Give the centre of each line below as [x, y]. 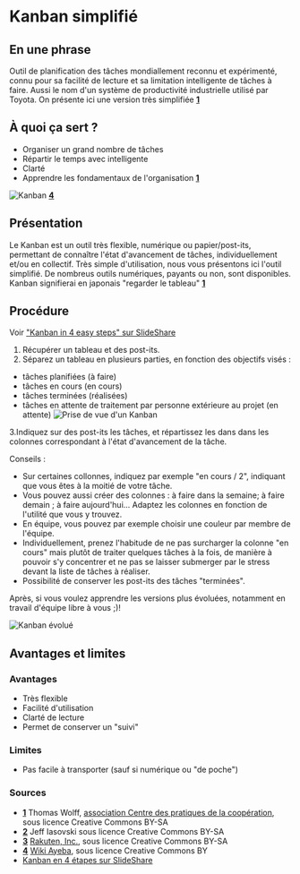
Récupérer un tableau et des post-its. [91, 350]
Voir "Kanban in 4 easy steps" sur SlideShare [93, 332]
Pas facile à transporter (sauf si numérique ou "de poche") [130, 770]
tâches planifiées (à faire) [69, 377]
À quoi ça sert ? [54, 128]
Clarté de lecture [53, 717]
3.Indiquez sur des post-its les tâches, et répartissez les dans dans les [139, 433]
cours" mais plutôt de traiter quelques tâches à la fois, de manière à [147, 553]
